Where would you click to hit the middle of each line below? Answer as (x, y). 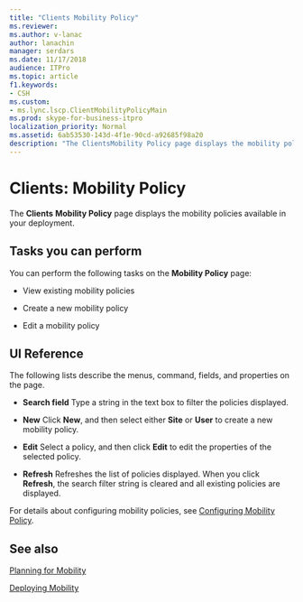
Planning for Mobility (48, 570)
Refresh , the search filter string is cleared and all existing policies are (151, 484)
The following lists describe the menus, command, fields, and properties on (150, 375)
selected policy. (51, 457)
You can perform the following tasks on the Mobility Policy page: (131, 273)
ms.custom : (30, 102)
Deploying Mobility (44, 588)
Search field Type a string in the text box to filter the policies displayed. (155, 403)
